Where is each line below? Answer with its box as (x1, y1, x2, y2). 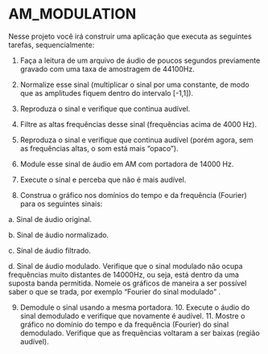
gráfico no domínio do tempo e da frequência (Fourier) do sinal (19, 319, 229, 329)
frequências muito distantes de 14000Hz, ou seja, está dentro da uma (8, 270, 240, 279)
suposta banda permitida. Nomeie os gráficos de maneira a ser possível (8, 278, 247, 288)
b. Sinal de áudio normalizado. (8, 230, 109, 240)
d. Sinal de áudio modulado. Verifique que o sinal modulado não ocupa (8, 261, 243, 270)
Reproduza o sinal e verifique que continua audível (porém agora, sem (19, 134, 254, 145)
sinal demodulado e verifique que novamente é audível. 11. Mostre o (19, 311, 245, 320)
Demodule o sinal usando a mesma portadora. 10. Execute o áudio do (19, 303, 250, 312)
